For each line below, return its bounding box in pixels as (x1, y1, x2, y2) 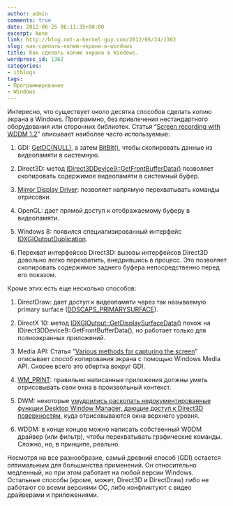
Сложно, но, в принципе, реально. (17, 440, 121, 449)
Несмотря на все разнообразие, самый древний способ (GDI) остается (7, 454, 221, 462)
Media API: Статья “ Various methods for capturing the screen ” (17, 347, 198, 356)
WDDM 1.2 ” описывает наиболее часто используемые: (7, 130, 171, 139)
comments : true (7, 17, 52, 24)
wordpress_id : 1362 (7, 56, 64, 63)
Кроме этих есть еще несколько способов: (7, 284, 137, 293)
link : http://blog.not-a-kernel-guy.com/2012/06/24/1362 (7, 36, 176, 43)
